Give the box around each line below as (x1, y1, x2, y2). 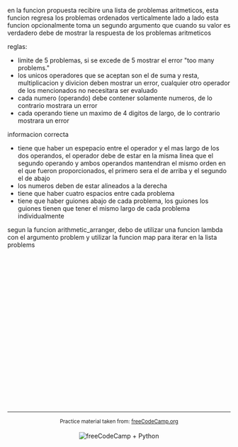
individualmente (17, 212, 65, 220)
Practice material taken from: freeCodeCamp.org (59, 418, 178, 425)
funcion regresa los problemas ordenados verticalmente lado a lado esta (7, 13, 220, 22)
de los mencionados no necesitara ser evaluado (17, 87, 158, 94)
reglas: (7, 43, 28, 50)
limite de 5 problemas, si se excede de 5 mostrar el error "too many (17, 56, 215, 65)
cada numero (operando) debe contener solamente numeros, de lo (17, 94, 212, 102)
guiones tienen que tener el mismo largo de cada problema (17, 204, 190, 212)
